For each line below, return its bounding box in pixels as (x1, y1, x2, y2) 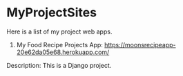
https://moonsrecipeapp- (104, 40, 176, 49)
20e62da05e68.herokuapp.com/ (16, 48, 110, 56)
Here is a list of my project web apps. (6, 27, 113, 36)
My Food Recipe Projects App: (16, 40, 103, 49)
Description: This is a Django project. (6, 61, 112, 69)
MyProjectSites (6, 5, 97, 21)
